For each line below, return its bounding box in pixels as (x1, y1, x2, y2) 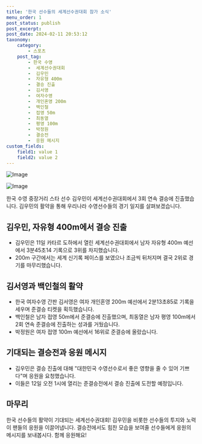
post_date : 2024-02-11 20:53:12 (6, 31, 87, 37)
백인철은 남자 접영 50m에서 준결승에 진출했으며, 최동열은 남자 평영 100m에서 (14, 313, 196, 320)
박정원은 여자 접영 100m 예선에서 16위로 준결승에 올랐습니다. (14, 328, 158, 335)
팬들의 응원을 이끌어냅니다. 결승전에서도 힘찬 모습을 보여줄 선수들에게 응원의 (12, 424, 192, 431)
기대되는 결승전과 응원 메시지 (6, 348, 107, 358)
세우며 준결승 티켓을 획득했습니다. (14, 305, 95, 313)
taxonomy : (6, 37, 31, 43)
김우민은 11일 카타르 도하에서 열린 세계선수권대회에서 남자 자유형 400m (14, 239, 183, 246)
